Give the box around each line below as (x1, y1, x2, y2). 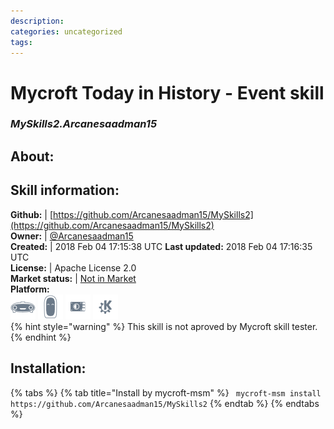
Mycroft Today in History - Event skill (10, 81, 325, 104)
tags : (10, 37, 33, 47)
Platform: (10, 283, 50, 295)
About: (10, 148, 55, 165)
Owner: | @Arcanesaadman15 (10, 230, 134, 242)
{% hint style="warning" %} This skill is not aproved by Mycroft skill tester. (10, 320, 318, 332)
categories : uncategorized (10, 26, 123, 37)
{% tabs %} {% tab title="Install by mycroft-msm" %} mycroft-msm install (10, 386, 322, 399)
